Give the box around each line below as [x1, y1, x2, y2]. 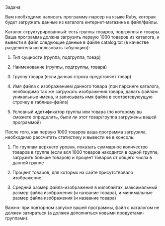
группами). [5, 215, 29, 221]
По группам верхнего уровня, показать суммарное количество [12, 144, 148, 150]
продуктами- [116, 210, 145, 216]
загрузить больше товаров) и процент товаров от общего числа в [12, 154, 153, 160]
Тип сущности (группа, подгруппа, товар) [12, 54, 101, 60]
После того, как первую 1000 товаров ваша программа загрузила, [5, 129, 147, 135]
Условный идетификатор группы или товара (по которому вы [12, 109, 143, 114]
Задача [5, 4, 21, 10]
